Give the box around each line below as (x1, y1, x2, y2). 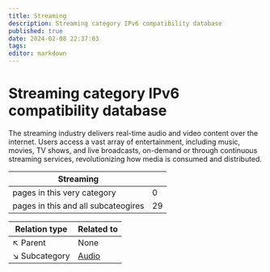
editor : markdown (8, 49, 67, 57)
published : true (8, 27, 63, 35)
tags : (8, 42, 27, 50)
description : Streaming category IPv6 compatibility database (8, 19, 222, 28)
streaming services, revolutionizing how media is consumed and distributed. (8, 154, 263, 164)
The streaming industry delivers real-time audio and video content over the (8, 128, 259, 138)
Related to (78, 223, 119, 235)
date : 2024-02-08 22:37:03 (8, 34, 99, 43)
